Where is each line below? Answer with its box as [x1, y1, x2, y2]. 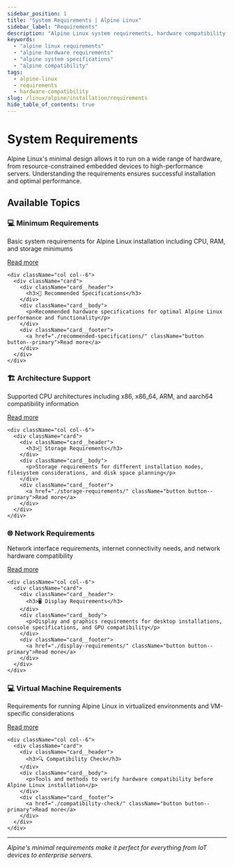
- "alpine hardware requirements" [13, 50, 114, 57]
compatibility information [7, 399, 79, 407]
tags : [7, 68, 23, 75]
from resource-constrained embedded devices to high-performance [7, 161, 203, 170]
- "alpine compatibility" [13, 62, 89, 69]
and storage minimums [7, 244, 73, 252]
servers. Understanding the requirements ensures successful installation [7, 169, 216, 178]
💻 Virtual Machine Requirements [7, 684, 122, 693]
